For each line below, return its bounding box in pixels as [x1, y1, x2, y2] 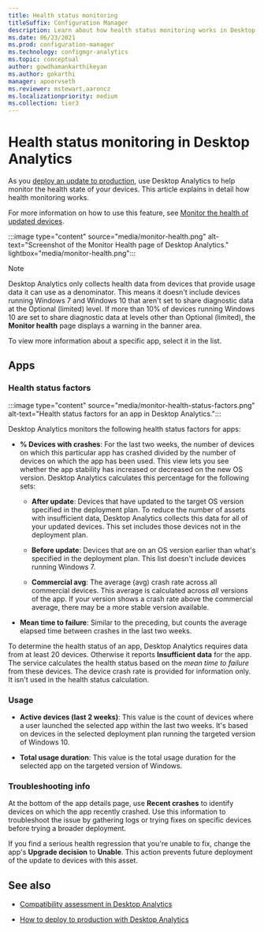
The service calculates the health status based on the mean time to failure [8, 658, 250, 667]
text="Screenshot [8, 240, 65, 250]
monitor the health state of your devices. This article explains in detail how [8, 184, 250, 194]
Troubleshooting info [8, 781, 91, 792]
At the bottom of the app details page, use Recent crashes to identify [8, 799, 234, 808]
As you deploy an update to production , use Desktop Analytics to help [8, 176, 236, 186]
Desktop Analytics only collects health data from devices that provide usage [8, 279, 256, 288]
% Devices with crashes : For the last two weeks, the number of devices [19, 439, 255, 449]
